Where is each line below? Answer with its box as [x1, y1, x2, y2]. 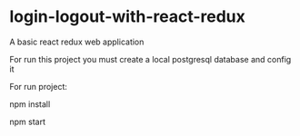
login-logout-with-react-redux [9, 6, 245, 27]
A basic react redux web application [9, 36, 145, 47]
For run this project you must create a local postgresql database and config [9, 53, 292, 64]
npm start [9, 116, 46, 127]
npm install [9, 98, 51, 110]
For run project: [9, 81, 68, 92]
